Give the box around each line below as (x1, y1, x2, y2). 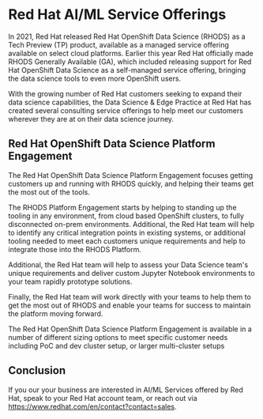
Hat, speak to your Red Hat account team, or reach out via (8, 393, 197, 402)
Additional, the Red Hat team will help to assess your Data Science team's (8, 259, 249, 270)
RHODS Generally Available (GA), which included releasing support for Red (8, 57, 252, 66)
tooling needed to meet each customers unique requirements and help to (8, 236, 246, 246)
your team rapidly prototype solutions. (8, 277, 133, 286)
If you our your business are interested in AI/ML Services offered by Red (8, 385, 243, 394)
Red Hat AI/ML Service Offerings (8, 6, 227, 24)
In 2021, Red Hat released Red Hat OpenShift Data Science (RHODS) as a (8, 32, 246, 41)
